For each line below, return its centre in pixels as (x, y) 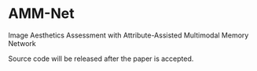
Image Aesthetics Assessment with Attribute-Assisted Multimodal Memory (128, 35)
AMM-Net (41, 14)
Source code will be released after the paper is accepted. (101, 59)
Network (22, 43)
